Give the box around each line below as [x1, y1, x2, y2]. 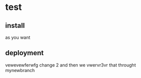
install [5, 21, 25, 30]
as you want [5, 34, 31, 40]
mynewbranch [5, 67, 35, 73]
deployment [5, 49, 44, 57]
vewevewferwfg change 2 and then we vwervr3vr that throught [5, 62, 136, 68]
